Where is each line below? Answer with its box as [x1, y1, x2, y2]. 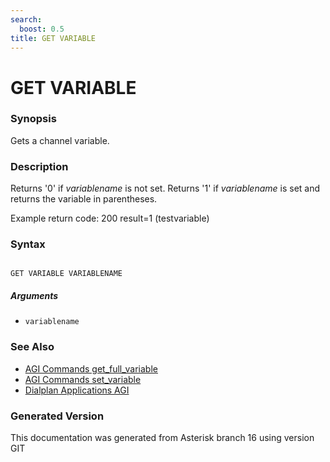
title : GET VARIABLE [10, 33, 97, 43]
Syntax [10, 237, 46, 251]
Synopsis [10, 112, 57, 126]
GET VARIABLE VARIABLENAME [10, 269, 123, 279]
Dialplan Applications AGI [24, 384, 130, 396]
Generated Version [10, 409, 105, 423]
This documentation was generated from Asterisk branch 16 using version [10, 432, 315, 444]
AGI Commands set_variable [24, 373, 142, 385]
